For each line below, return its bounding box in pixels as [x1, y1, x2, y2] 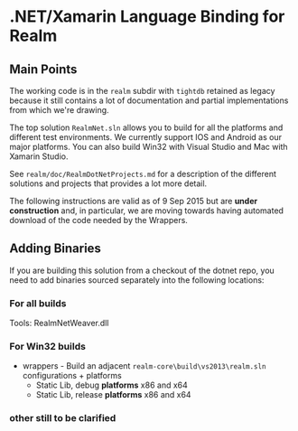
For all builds [9, 296, 67, 309]
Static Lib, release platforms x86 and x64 [35, 389, 191, 400]
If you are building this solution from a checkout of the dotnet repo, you [9, 265, 275, 276]
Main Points [9, 61, 78, 77]
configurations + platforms [22, 370, 122, 381]
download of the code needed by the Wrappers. [9, 215, 188, 225]
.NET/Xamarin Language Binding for [9, 6, 285, 27]
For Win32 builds [9, 341, 86, 353]
